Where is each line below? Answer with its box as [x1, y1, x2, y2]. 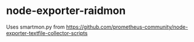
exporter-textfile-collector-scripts [6, 29, 88, 36]
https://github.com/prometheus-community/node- [65, 23, 188, 30]
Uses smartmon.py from [6, 23, 65, 30]
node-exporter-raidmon [6, 4, 126, 17]
